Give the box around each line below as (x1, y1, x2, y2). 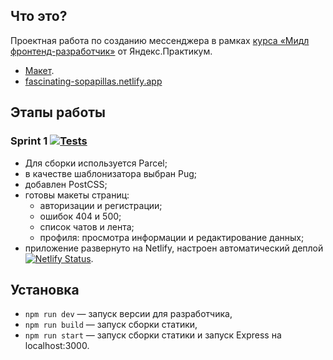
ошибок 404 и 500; (39, 210, 122, 222)
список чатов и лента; (39, 220, 135, 233)
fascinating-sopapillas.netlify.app (24, 75, 163, 87)
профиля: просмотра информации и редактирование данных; (39, 231, 305, 243)
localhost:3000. (24, 340, 90, 352)
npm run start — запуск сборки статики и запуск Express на (24, 329, 282, 341)
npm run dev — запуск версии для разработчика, (24, 308, 233, 320)
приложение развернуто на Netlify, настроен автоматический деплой (24, 242, 324, 254)
